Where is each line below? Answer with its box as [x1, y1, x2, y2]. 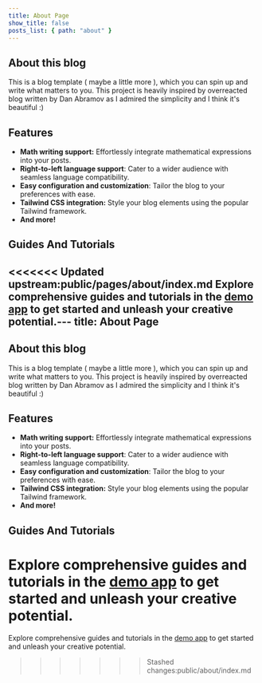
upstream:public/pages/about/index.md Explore [8, 277, 254, 291]
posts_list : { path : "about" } [8, 26, 112, 34]
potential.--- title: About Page [8, 314, 159, 328]
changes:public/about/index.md [147, 665, 252, 675]
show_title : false [8, 19, 69, 27]
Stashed [147, 657, 174, 666]
